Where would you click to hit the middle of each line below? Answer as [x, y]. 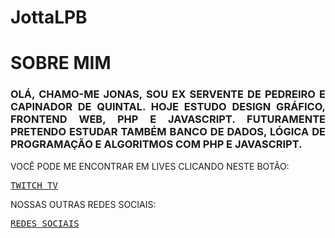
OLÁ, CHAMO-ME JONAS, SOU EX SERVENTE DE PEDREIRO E [168, 94]
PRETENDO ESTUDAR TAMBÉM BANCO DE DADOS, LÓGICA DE [168, 132]
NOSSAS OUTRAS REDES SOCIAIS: [83, 204]
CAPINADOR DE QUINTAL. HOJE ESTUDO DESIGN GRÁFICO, [168, 107]
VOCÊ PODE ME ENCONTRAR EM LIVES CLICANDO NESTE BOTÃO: [150, 166]
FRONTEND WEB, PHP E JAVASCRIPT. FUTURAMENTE [168, 119]
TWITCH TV [34, 185]
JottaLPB [49, 17]
